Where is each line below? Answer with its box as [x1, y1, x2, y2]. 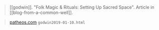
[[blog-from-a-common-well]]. [9, 9, 73, 15]
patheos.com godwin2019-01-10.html [9, 19, 86, 25]
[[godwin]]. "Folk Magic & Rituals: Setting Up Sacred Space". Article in [9, 4, 154, 10]
